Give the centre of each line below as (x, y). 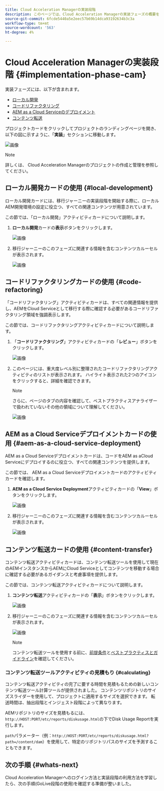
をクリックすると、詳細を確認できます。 (53, 381)
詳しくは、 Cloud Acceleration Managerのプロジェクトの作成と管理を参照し (82, 165)
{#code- (129, 282)
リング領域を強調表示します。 (43, 315)
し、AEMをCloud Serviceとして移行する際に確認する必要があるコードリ (78, 308)
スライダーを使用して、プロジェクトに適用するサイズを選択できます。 (80, 696)
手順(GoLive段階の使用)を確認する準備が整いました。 (80, 784)
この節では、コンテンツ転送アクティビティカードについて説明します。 (75, 585)
